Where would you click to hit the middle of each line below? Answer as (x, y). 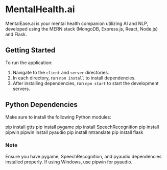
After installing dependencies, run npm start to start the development (86, 83)
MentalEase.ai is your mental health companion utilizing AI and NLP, (77, 23)
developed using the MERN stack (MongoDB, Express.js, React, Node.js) (82, 29)
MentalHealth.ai (40, 9)
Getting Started (30, 50)
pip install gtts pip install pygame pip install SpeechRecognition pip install (82, 127)
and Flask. (16, 34)
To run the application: (29, 63)
